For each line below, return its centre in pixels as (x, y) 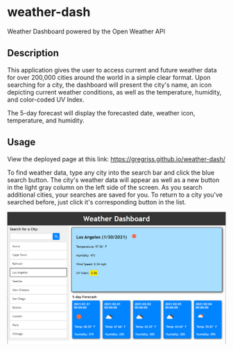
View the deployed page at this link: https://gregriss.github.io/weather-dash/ (116, 159)
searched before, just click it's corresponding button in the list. (97, 202)
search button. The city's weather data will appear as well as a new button (113, 180)
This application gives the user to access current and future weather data (112, 70)
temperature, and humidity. (46, 120)
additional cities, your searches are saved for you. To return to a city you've (115, 195)
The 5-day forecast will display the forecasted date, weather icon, (101, 113)
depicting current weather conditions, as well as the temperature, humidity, (114, 92)
